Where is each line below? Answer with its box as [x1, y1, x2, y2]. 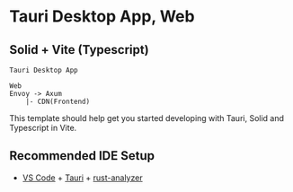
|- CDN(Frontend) [25, 97, 91, 106]
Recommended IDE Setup [9, 148, 155, 163]
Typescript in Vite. [9, 123, 77, 133]
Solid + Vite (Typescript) [9, 42, 150, 57]
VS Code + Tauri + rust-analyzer [22, 172, 143, 183]
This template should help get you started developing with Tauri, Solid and [9, 113, 285, 123]
